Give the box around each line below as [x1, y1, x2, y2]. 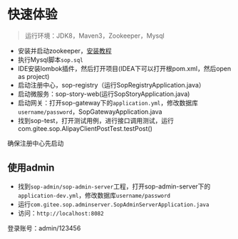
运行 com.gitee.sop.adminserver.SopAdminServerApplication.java [17, 200, 209, 208]
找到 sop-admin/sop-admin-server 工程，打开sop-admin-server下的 [17, 182, 211, 191]
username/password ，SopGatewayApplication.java [17, 107, 162, 116]
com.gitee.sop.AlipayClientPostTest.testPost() [17, 124, 153, 132]
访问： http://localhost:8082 [17, 208, 105, 217]
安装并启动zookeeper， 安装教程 [17, 46, 112, 55]
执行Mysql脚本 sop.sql [17, 55, 83, 64]
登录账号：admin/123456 [7, 223, 81, 232]
